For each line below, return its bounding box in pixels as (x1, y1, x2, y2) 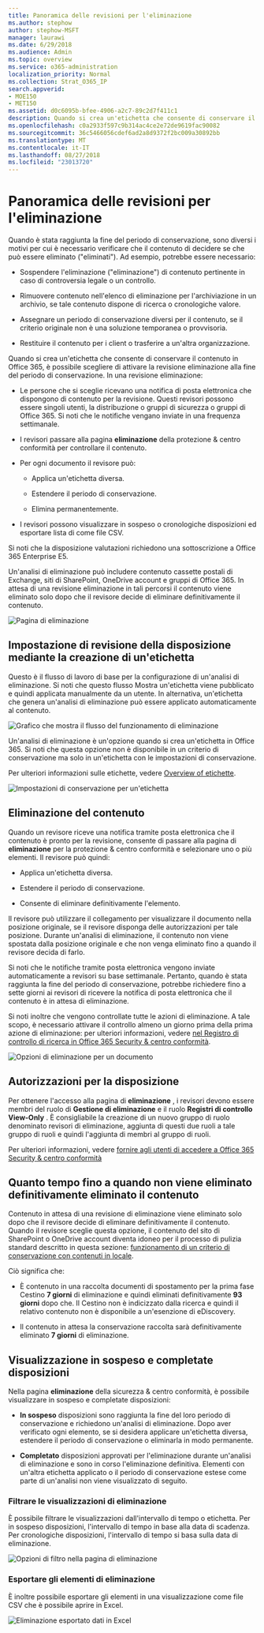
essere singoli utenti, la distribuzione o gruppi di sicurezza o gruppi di (19, 403, 246, 412)
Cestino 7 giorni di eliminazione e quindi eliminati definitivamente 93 (19, 1290, 243, 1300)
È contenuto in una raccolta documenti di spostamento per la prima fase (19, 1282, 255, 1291)
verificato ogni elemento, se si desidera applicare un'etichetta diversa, (19, 1427, 248, 1437)
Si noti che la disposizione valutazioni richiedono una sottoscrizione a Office (8, 543, 256, 553)
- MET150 (8, 99, 37, 107)
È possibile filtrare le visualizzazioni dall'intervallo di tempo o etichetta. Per (8, 1514, 251, 1523)
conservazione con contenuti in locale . (8, 1251, 134, 1260)
